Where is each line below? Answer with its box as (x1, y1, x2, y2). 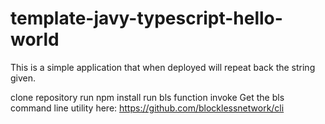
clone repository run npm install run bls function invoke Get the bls (10, 91, 285, 103)
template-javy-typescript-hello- (10, 7, 283, 30)
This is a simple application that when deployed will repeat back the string (10, 61, 316, 73)
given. (10, 72, 37, 84)
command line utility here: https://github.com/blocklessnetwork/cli (10, 102, 285, 114)
